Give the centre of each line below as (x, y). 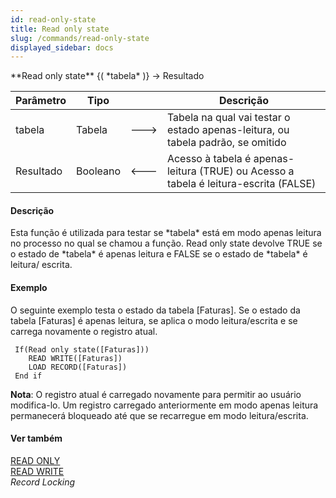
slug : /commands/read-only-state (80, 38)
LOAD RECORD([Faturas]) (78, 367)
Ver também (36, 438)
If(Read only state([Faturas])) (82, 349)
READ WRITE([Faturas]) (75, 358)
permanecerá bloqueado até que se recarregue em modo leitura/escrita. (159, 415)
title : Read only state (60, 29)
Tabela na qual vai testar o (228, 118)
